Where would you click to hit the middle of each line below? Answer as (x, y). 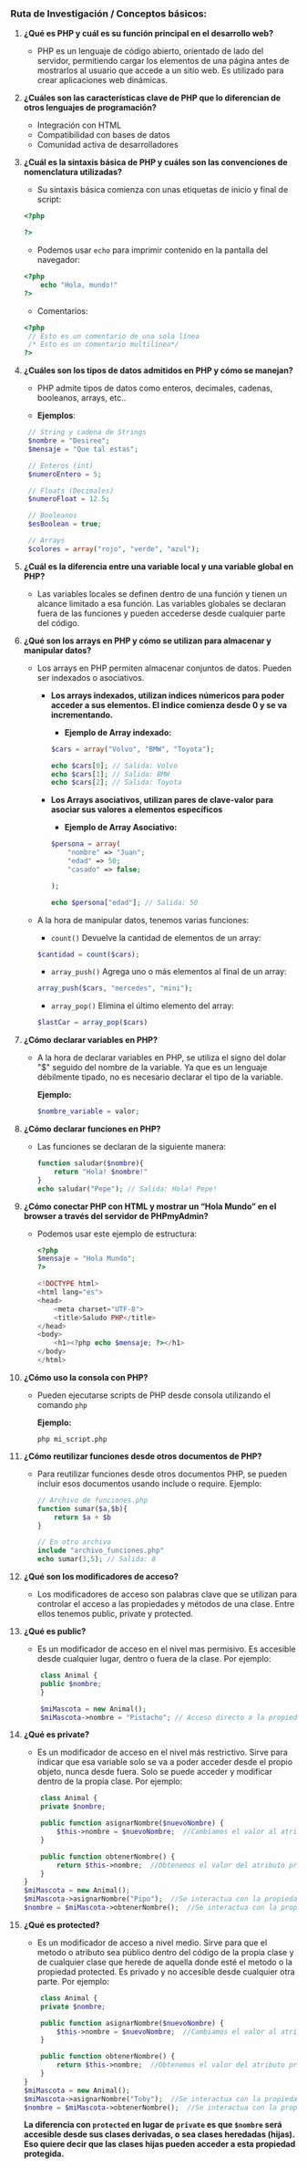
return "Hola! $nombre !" (101, 1172)
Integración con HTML (79, 125)
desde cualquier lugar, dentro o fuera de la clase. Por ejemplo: (154, 1659)
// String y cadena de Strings (87, 433)
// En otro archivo (74, 1542)
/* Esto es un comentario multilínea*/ (103, 345)
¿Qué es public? (55, 1631)
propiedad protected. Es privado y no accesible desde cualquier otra (166, 1971)
